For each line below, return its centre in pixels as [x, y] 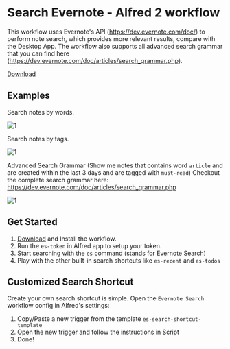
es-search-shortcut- [172, 320]
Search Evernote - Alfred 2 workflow [114, 13]
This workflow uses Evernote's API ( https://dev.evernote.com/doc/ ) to [106, 32]
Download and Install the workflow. [67, 239]
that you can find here [38, 53]
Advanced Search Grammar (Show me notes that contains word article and [115, 165]
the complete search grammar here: [58, 180]
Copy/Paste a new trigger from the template [79, 319]
